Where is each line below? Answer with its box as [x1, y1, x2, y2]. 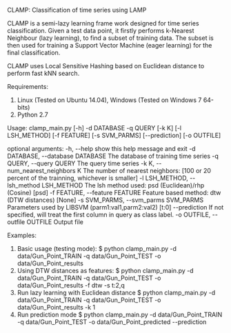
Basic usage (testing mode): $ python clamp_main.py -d [17, 245, 177, 252]
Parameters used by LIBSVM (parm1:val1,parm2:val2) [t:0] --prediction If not [7, 203, 224, 211]
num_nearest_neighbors [7, 167, 76, 174]
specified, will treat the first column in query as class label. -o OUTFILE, [7, 210, 211, 219]
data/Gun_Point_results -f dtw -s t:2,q [17, 281, 125, 289]
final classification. [7, 48, 61, 57]
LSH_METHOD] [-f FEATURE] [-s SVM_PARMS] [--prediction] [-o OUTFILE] [7, 131, 221, 139]
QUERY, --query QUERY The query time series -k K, [7, 159, 155, 168]
